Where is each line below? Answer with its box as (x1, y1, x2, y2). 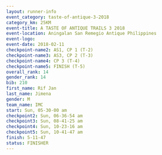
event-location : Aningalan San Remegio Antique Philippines (6, 31, 157, 37)
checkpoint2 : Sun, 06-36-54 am (6, 113, 83, 118)
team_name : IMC (6, 101, 44, 108)
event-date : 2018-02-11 (6, 42, 65, 48)
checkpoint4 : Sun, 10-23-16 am (6, 124, 83, 130)
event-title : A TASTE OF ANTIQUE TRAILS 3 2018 (6, 25, 125, 31)
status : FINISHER (6, 140, 49, 146)
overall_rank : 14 (6, 69, 49, 75)
